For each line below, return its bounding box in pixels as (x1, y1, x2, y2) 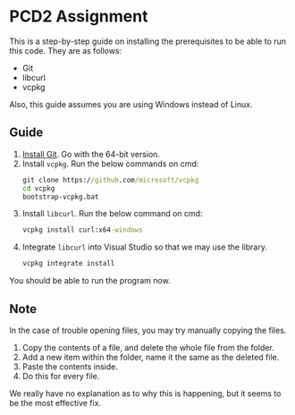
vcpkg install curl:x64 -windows (21, 225, 143, 234)
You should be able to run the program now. (9, 275, 172, 286)
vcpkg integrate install (21, 259, 115, 268)
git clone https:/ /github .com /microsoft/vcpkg (21, 175, 199, 184)
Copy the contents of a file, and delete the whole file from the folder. (21, 342, 274, 352)
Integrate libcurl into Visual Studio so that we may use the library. (21, 241, 268, 252)
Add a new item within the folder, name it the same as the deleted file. (21, 351, 280, 362)
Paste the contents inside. (21, 360, 119, 372)
